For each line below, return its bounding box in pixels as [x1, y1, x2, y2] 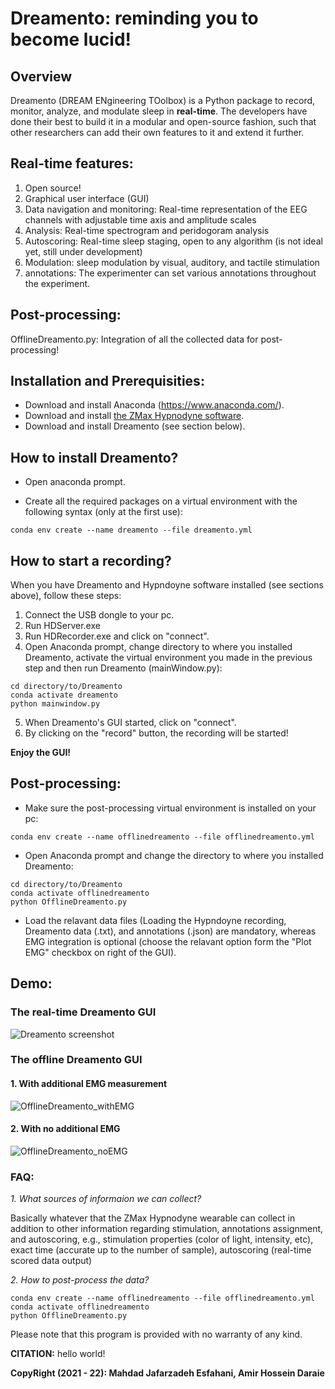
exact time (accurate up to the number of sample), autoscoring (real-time [10, 1244, 312, 1256]
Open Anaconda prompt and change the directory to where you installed [24, 849, 324, 861]
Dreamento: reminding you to [10, 7, 259, 30]
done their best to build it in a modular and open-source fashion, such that [10, 116, 317, 127]
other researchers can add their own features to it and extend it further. [10, 127, 305, 138]
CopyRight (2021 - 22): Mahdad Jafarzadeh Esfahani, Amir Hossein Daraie [10, 1367, 325, 1379]
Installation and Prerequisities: [10, 373, 205, 390]
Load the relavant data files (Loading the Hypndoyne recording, [24, 914, 287, 926]
